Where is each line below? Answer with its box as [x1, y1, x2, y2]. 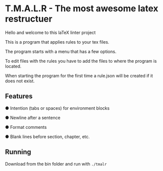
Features [5, 92, 33, 100]
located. [5, 63, 21, 69]
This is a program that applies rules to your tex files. [5, 39, 110, 45]
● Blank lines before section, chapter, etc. [5, 133, 90, 140]
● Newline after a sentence [5, 115, 61, 121]
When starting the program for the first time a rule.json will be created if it [5, 73, 153, 78]
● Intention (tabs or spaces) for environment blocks [5, 105, 110, 111]
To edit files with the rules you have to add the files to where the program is [5, 58, 157, 64]
